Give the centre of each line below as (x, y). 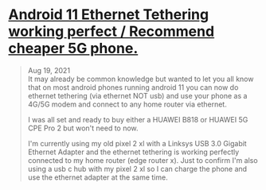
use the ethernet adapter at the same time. (98, 177)
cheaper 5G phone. (73, 48)
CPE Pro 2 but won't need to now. (83, 128)
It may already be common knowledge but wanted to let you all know (141, 79)
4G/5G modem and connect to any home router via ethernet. (127, 104)
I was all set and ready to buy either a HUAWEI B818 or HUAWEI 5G (138, 119)
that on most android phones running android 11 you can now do (133, 87)
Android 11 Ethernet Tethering (109, 15)
